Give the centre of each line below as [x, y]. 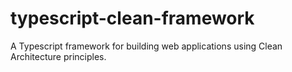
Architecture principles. [58, 56]
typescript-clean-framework [132, 18]
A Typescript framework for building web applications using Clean [146, 46]
